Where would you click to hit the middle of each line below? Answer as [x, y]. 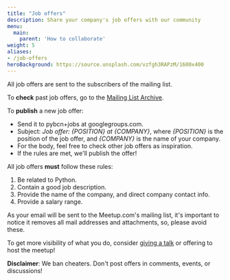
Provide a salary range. [50, 201]
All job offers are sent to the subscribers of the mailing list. [90, 84]
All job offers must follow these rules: [60, 166]
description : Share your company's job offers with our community [104, 20]
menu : [15, 26]
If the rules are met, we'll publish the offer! [77, 153]
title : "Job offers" [37, 13]
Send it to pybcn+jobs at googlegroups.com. [80, 124]
